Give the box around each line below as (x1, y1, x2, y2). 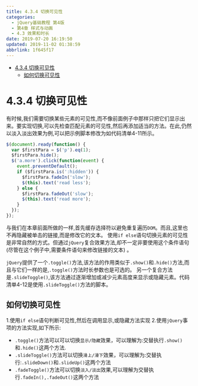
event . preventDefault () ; (17, 163, 78, 169)
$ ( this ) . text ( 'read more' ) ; (21, 196, 92, 202)
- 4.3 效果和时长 (11, 31, 50, 37)
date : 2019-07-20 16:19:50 (6, 36, 73, 42)
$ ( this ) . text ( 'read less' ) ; (21, 179, 92, 186)
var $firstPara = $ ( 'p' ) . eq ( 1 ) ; (11, 147, 92, 153)
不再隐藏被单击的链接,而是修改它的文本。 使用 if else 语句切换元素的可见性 (6, 231, 189, 238)
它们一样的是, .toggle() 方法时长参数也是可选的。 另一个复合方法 (16, 266, 173, 273)
